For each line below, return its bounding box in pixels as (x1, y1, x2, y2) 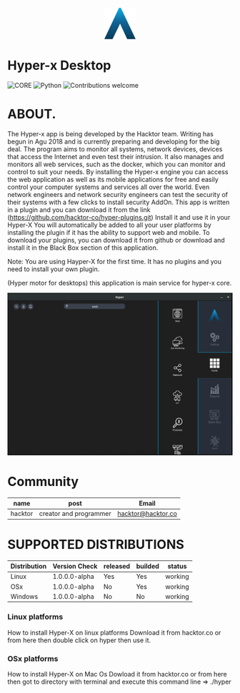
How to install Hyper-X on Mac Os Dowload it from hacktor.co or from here (7, 670, 227, 679)
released (103, 562, 131, 571)
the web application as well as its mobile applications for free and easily (7, 175, 219, 183)
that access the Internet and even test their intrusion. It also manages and (7, 152, 224, 161)
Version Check (52, 562, 98, 571)
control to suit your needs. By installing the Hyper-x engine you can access (7, 167, 229, 176)
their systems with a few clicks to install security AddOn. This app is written (7, 198, 230, 206)
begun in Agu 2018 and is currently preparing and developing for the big (7, 137, 220, 146)
